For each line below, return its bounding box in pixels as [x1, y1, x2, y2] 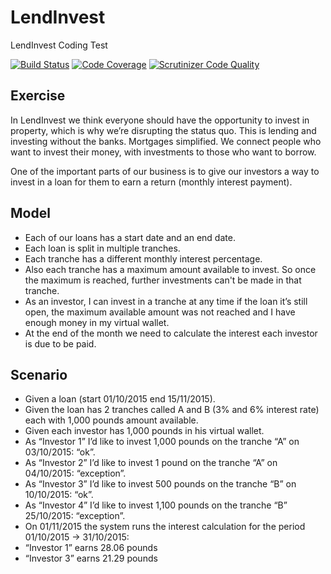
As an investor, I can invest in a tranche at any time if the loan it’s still [24, 295, 308, 307]
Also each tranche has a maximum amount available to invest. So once [24, 263, 317, 275]
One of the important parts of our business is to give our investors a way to [10, 165, 320, 177]
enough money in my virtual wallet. [24, 316, 170, 328]
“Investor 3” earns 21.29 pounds [24, 552, 158, 565]
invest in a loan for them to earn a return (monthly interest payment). [10, 176, 293, 188]
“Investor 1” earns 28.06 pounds [24, 542, 158, 554]
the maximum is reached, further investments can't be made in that [24, 274, 302, 286]
